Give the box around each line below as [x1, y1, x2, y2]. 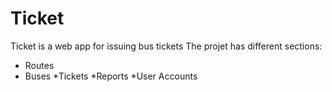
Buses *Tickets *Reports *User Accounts [24, 70, 198, 82]
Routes [24, 59, 55, 71]
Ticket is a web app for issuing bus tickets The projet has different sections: [10, 40, 323, 52]
